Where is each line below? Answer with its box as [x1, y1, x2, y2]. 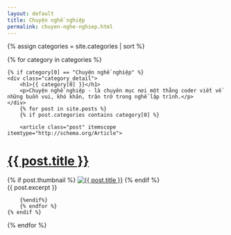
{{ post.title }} [7, 153, 89, 169]
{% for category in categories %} [7, 56, 103, 64]
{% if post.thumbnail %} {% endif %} [7, 176, 160, 184]
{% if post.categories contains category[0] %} [19, 112, 160, 119]
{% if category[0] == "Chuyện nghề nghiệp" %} [7, 69, 144, 76]
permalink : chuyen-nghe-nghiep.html [7, 23, 113, 30]
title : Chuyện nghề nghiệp [7, 17, 85, 24]
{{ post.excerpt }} [7, 184, 58, 192]
